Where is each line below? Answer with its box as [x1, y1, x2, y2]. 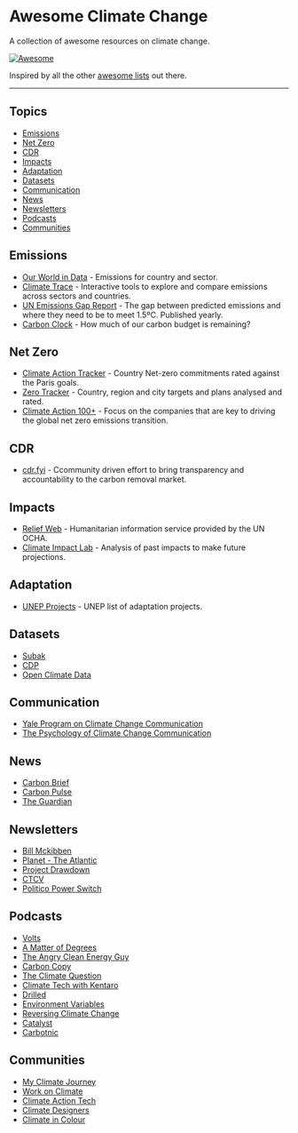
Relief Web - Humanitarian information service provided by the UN [21, 523, 265, 534]
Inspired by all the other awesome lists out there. [9, 69, 188, 81]
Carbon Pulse [21, 786, 73, 797]
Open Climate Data [21, 669, 91, 680]
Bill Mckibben [21, 846, 73, 857]
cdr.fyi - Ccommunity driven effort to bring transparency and [21, 465, 245, 475]
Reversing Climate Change [21, 1008, 120, 1018]
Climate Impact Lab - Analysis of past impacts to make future [21, 542, 247, 553]
